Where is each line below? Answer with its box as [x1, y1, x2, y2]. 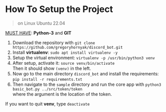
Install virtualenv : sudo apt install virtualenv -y [12, 49, 118, 55]
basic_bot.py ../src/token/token [12, 86, 83, 91]
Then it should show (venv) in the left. [12, 65, 91, 71]
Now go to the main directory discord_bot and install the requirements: [12, 70, 159, 76]
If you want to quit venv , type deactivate [5, 100, 90, 106]
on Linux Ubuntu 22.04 [17, 20, 65, 26]
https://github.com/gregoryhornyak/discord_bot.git [12, 45, 123, 50]
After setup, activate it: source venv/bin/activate [12, 60, 115, 66]
